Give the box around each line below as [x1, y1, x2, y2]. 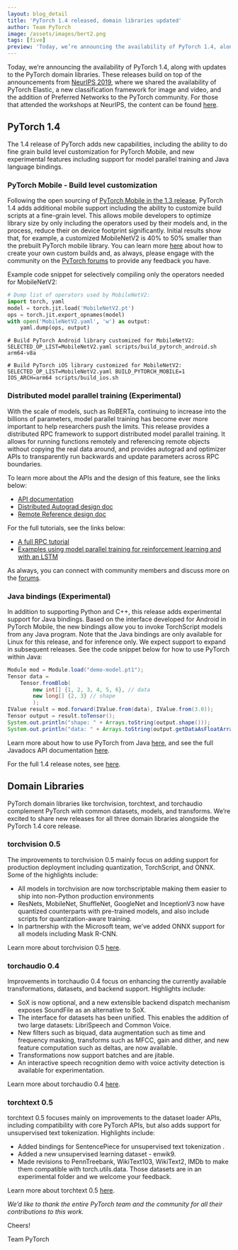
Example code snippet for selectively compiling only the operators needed [7, 270, 225, 279]
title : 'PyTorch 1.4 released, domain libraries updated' [7, 17, 182, 24]
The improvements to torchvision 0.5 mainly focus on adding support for [7, 855, 219, 864]
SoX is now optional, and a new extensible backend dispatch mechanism [17, 998, 230, 1007]
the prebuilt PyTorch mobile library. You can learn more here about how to [7, 242, 223, 250]
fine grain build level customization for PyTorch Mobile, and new [7, 147, 195, 156]
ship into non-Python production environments [17, 891, 154, 900]
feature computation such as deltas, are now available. [17, 1044, 178, 1052]
